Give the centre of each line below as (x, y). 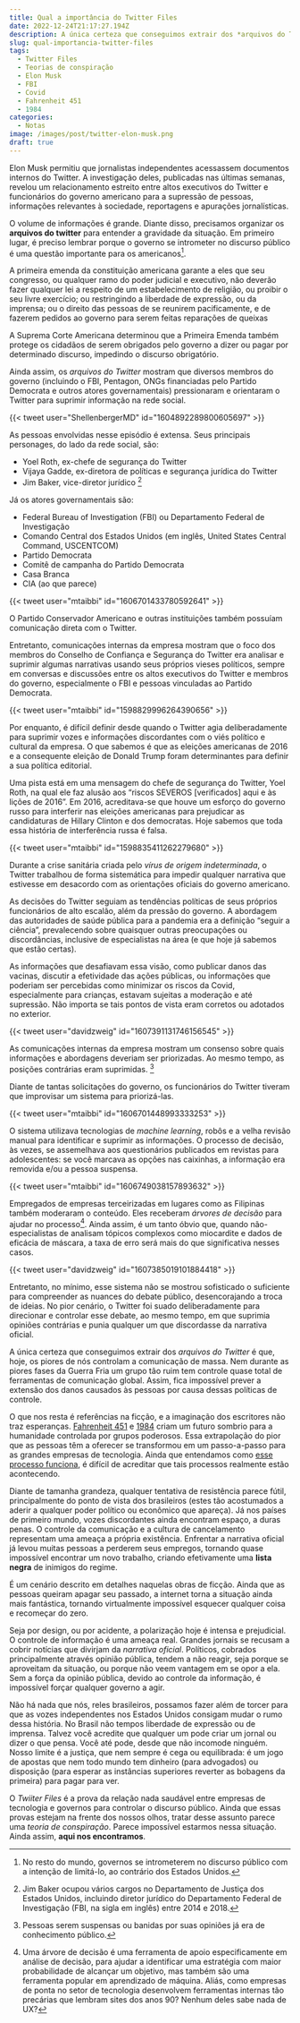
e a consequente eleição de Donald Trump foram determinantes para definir (149, 756)
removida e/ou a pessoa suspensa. (74, 1168)
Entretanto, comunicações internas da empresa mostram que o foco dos (142, 645)
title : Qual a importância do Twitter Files (93, 17)
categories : (31, 117)
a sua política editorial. (50, 765)
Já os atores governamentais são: (71, 500)
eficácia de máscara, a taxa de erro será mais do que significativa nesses (144, 1243)
